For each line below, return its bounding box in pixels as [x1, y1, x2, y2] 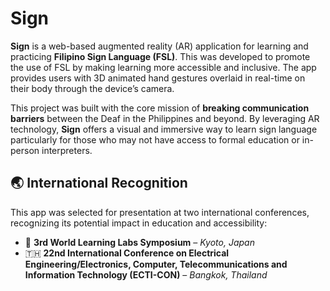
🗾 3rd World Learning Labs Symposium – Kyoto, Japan [24, 236, 255, 248]
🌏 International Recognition [10, 175, 188, 192]
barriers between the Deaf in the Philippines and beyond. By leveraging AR [10, 112, 320, 124]
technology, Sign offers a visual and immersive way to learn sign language [10, 123, 318, 135]
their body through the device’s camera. [10, 82, 175, 94]
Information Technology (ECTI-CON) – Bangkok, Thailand [24, 268, 268, 281]
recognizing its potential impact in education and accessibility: [10, 217, 268, 229]
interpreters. [41, 144, 93, 156]
